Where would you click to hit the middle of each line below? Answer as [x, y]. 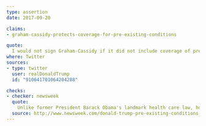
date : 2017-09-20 [29, 18]
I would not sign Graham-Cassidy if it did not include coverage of [101, 51]
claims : [16, 29]
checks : [16, 91]
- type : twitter [27, 68]
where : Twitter [26, 57]
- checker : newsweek [33, 96]
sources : [17, 62]
